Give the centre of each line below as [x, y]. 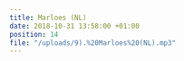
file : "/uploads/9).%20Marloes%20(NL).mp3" [93, 43]
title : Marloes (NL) [48, 17]
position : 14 [34, 34]
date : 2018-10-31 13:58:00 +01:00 [75, 26]
